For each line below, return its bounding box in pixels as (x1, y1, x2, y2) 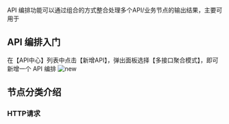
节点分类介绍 (7, 86, 62, 98)
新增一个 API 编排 (7, 64, 57, 73)
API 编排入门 (7, 36, 61, 48)
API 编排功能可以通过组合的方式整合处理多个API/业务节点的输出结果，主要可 (7, 6, 223, 14)
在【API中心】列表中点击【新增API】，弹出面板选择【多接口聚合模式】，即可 (7, 55, 219, 64)
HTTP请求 (7, 109, 41, 119)
